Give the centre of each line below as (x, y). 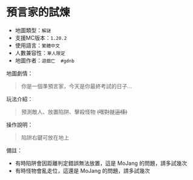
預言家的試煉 (38, 12)
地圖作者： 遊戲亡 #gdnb (44, 60)
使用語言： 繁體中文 (38, 45)
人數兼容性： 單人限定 (40, 53)
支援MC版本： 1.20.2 (41, 37)
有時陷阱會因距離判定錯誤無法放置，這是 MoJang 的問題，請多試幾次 (101, 163)
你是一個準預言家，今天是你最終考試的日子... (76, 86)
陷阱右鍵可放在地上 (45, 137)
